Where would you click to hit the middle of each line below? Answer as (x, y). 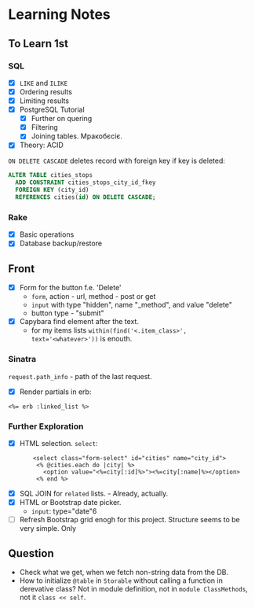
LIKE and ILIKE (44, 83)
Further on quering (62, 119)
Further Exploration (46, 426)
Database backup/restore (61, 243)
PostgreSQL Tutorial (52, 110)
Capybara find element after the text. (79, 322)
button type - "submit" (67, 313)
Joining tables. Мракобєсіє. (77, 136)
